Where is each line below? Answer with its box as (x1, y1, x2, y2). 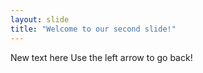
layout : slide (10, 14, 70, 25)
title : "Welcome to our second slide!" (10, 24, 177, 34)
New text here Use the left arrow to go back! (10, 51, 193, 63)
